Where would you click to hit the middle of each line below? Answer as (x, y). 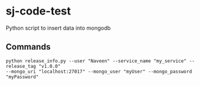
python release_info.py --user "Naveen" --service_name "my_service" (96, 61)
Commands (28, 47)
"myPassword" (22, 77)
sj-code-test (39, 11)
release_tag (21, 66)
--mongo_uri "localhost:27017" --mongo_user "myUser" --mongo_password (99, 71)
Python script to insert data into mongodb (58, 28)
